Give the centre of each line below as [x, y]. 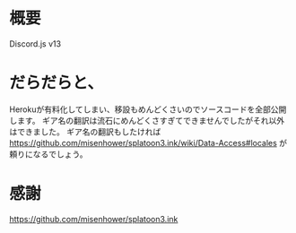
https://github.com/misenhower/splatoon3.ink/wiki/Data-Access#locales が [148, 142]
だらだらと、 [56, 83]
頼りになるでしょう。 [48, 154]
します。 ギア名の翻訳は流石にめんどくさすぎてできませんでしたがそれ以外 [147, 120]
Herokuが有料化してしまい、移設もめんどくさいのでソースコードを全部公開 [148, 109]
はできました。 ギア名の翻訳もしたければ [85, 132]
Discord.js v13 [35, 43]
